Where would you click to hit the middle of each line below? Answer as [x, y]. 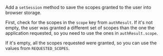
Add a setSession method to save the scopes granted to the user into [78, 7]
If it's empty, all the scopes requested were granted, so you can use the [81, 43]
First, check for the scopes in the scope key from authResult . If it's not [79, 22]
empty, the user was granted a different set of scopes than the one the [80, 28]
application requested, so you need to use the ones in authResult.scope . [81, 33]
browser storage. [24, 13]
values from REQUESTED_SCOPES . [38, 48]
